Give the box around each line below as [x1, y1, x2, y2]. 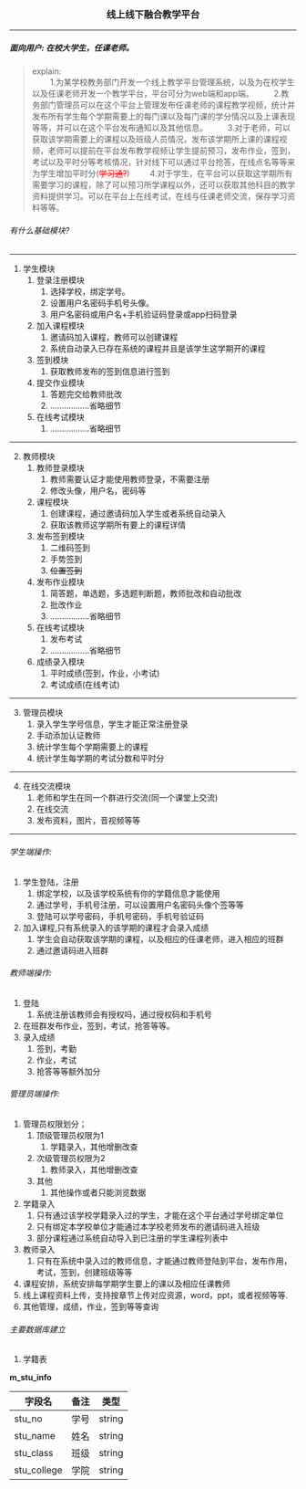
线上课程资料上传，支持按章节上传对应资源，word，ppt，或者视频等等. [22, 1290, 289, 1301]
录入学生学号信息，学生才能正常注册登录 [36, 718, 189, 729]
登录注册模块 [36, 275, 85, 286]
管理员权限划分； [22, 1118, 87, 1129]
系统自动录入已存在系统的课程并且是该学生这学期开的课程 [49, 343, 266, 354]
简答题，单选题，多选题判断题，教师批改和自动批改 [49, 588, 242, 599]
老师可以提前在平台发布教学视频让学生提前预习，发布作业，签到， [47, 145, 296, 156]
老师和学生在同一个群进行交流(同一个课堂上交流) [36, 792, 219, 803]
